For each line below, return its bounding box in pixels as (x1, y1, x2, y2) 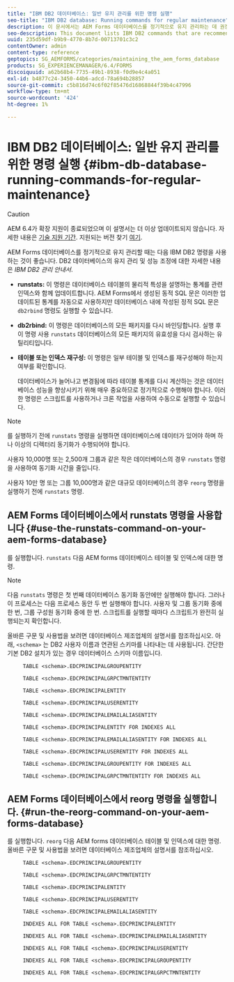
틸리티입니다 (17, 338, 52, 347)
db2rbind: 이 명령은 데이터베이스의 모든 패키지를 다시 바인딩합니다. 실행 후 (17, 321, 221, 329)
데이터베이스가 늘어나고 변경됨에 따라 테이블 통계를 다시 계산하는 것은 (17, 377, 205, 385)
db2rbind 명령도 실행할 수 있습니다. (17, 306, 114, 315)
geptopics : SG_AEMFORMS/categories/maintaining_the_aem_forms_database (7, 56, 219, 63)
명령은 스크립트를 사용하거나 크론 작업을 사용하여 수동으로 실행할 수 (24, 394, 208, 402)
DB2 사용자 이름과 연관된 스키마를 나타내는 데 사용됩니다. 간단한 (49, 640, 224, 649)
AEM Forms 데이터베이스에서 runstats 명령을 (7, 510, 195, 522)
